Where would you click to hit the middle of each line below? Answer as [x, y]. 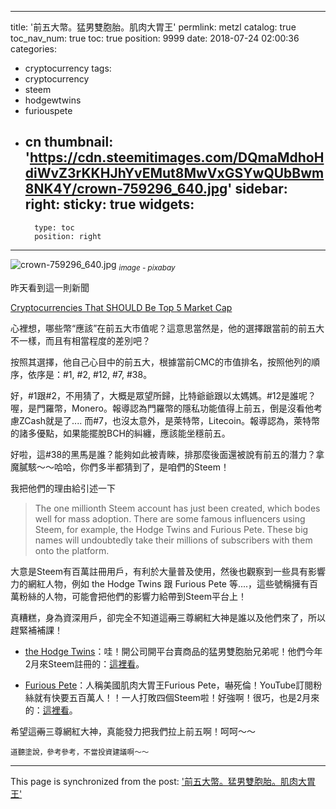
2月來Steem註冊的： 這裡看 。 [84, 663]
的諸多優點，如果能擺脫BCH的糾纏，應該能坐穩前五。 [120, 433]
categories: [33, 49]
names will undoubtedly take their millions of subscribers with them [173, 540]
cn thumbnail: [69, 142]
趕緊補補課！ [36, 630]
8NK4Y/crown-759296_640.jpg [126, 189]
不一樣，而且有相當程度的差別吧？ [80, 340]
